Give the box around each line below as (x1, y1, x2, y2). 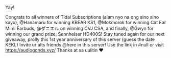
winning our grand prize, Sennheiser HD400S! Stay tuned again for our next (5, 31, 165, 37)
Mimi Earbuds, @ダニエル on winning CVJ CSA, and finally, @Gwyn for (5, 25, 154, 31)
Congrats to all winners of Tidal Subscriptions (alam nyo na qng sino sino (5, 14, 159, 20)
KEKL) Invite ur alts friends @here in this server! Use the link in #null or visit (5, 42, 164, 47)
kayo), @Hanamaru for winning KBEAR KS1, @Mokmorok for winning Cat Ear (5, 20, 166, 25)
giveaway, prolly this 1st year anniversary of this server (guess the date (5, 36, 155, 42)
